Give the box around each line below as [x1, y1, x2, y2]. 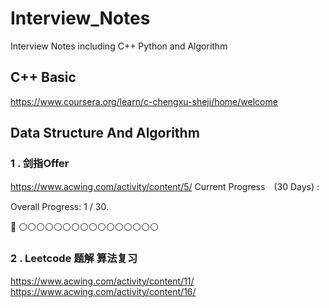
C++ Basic [10, 69, 77, 86]
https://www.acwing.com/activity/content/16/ [10, 285, 197, 297]
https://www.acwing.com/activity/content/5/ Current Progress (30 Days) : [10, 181, 320, 193]
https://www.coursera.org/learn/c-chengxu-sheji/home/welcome [10, 95, 278, 107]
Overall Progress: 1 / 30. [10, 201, 109, 213]
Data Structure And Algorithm [10, 125, 200, 142]
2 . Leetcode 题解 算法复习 [10, 252, 138, 266]
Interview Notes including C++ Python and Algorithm [10, 40, 228, 52]
